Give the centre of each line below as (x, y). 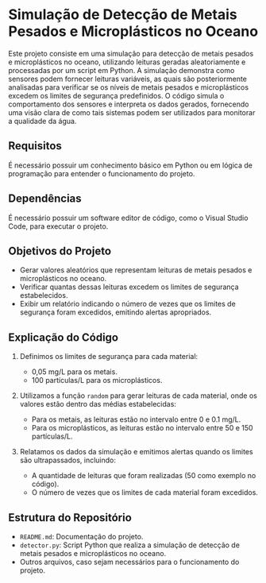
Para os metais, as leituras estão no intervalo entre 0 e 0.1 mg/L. (136, 419)
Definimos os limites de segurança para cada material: (109, 357)
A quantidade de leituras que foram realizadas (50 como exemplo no (144, 476)
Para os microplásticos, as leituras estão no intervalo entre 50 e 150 (142, 428)
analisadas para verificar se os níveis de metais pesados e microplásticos (128, 87)
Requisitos (35, 146)
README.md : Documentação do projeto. (81, 537)
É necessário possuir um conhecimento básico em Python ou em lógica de (130, 165)
